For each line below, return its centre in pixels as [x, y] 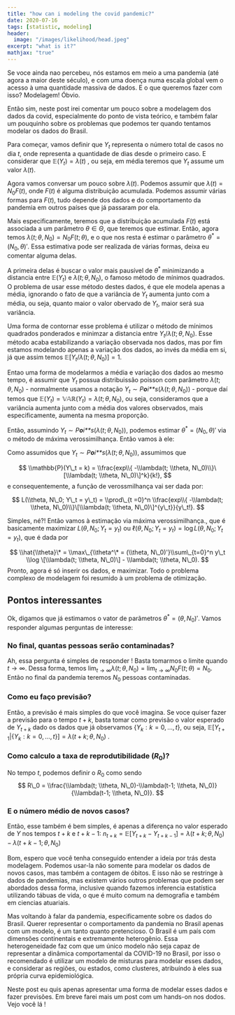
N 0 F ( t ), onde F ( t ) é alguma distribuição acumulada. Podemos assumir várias [117, 192]
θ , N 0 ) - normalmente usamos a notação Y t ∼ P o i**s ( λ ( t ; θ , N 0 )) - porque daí [117, 390]
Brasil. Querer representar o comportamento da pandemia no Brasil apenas [115, 923]
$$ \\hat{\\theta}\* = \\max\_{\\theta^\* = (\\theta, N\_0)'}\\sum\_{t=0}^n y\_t [117, 552]
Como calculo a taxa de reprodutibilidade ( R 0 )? [88, 757]
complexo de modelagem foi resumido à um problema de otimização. [107, 578]
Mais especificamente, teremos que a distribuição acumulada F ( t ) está [109, 221]
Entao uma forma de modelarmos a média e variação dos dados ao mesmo [115, 372]
